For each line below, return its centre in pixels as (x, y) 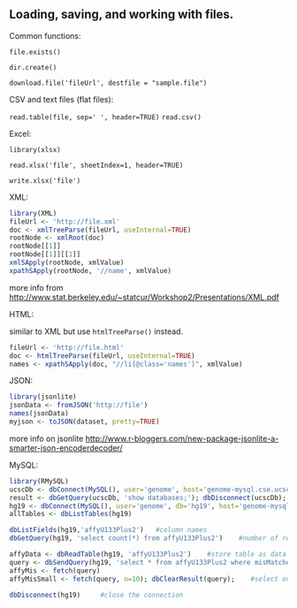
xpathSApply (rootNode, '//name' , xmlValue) (91, 270)
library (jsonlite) (43, 397)
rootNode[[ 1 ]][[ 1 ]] (45, 255)
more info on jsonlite (46, 438)
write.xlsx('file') (45, 180)
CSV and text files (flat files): (61, 99)
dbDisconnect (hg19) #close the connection (96, 595)
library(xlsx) (35, 149)
